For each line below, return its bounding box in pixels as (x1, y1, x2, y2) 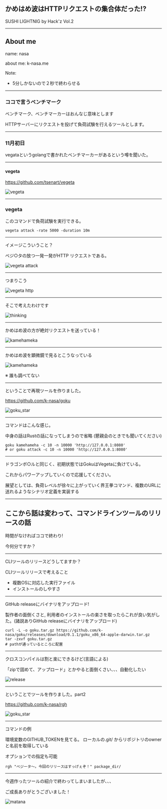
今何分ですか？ (5, 543, 36, 549)
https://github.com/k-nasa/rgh (5, 701, 67, 707)
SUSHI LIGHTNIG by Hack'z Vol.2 (5, 18, 74, 24)
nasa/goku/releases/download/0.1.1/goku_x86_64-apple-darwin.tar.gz (5, 632, 150, 637)
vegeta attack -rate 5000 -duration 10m (5, 228, 90, 233)
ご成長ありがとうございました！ (5, 789, 71, 795)
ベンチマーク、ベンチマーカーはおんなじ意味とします (5, 111, 114, 116)
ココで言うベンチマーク (5, 99, 61, 106)
